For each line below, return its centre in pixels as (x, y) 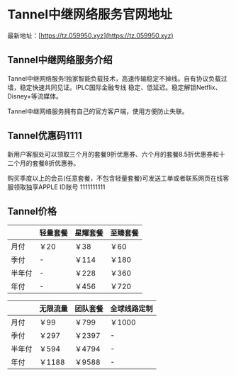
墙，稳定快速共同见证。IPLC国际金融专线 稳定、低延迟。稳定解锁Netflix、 (114, 87)
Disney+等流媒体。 (35, 96)
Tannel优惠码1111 (45, 136)
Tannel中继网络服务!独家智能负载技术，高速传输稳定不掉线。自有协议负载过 (117, 78)
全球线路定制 (132, 309)
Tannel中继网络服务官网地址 (90, 15)
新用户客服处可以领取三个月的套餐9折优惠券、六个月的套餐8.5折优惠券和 (113, 154)
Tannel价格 (32, 211)
